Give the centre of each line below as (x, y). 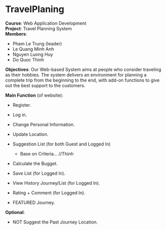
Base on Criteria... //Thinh (47, 154)
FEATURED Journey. (34, 202)
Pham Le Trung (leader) (37, 43)
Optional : (15, 212)
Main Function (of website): (34, 95)
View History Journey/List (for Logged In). (56, 183)
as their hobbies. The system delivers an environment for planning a (76, 74)
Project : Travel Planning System (39, 28)
